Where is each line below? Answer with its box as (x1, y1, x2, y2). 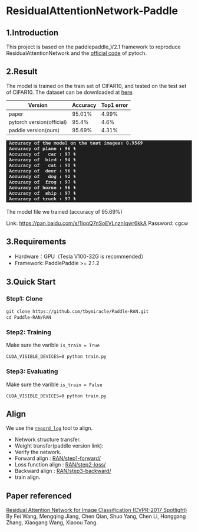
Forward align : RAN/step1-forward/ (14, 455, 101, 462)
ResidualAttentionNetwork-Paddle (6, 4, 179, 18)
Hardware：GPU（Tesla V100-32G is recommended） (14, 253, 147, 260)
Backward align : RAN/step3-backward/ (14, 468, 111, 475)
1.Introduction (6, 28, 59, 38)
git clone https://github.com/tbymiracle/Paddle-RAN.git (6, 309, 149, 315)
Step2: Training (6, 328, 51, 336)
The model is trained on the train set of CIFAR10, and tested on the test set (6, 82, 187, 89)
